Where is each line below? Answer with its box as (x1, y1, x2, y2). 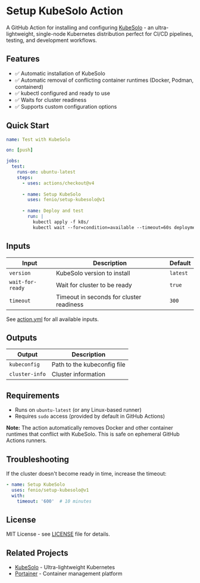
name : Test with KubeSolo (6, 136, 70, 143)
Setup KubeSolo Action (6, 4, 124, 18)
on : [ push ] (6, 147, 33, 153)
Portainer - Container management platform (14, 570, 123, 577)
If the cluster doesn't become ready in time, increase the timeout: (6, 470, 167, 477)
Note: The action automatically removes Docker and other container (6, 424, 174, 431)
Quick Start (6, 121, 49, 131)
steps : (17, 174, 33, 180)
